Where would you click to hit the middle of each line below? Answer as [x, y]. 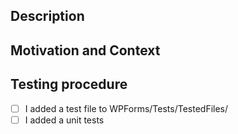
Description [47, 16]
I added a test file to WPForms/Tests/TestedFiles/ [126, 108]
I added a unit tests [64, 120]
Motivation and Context [85, 50]
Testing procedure [69, 84]
